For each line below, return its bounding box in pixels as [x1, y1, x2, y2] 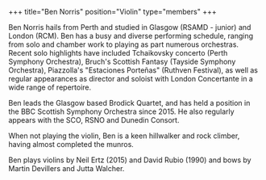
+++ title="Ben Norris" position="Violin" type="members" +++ [8, 7, 217, 16]
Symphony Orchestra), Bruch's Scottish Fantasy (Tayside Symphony [8, 57, 236, 66]
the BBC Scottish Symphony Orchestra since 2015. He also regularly [8, 107, 235, 116]
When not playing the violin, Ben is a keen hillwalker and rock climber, [8, 131, 240, 140]
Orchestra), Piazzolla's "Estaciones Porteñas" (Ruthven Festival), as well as [8, 65, 258, 75]
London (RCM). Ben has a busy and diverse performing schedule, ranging [8, 31, 254, 40]
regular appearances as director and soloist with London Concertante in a [8, 74, 254, 83]
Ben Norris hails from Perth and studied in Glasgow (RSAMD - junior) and [8, 23, 251, 31]
